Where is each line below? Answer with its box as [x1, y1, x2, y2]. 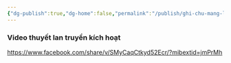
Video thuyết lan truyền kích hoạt [7, 32, 121, 42]
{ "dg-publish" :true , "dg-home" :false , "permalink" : [7, 10, 153, 17]
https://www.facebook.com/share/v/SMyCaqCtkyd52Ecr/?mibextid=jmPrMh [7, 48, 223, 56]
